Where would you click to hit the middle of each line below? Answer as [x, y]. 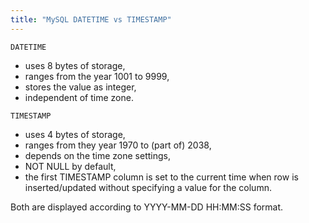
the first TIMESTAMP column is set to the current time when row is [161, 177]
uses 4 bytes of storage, [75, 134]
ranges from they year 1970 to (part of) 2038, [118, 145]
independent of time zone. [79, 97]
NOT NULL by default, [70, 166]
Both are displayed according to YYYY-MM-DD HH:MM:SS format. [147, 207]
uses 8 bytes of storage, [75, 65]
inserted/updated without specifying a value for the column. [148, 187]
